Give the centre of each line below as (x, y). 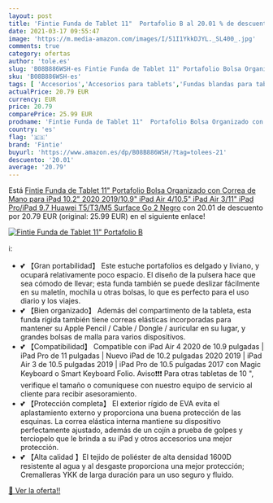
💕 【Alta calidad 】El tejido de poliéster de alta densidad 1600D (126, 457)
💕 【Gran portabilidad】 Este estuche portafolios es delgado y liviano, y (140, 266)
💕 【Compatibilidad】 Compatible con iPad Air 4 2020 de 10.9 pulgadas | (142, 347)
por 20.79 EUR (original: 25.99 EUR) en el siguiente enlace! (107, 217)
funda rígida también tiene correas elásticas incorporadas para (126, 320)
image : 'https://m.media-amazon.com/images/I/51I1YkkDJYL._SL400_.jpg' (132, 39)
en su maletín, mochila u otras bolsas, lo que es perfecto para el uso (134, 292)
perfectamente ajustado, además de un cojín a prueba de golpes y (132, 430)
